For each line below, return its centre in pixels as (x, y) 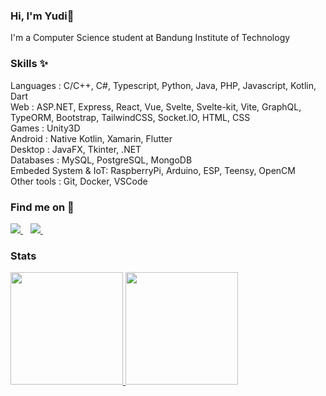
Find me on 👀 (42, 207)
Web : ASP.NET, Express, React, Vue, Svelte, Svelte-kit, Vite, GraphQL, (156, 106)
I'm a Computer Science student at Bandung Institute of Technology (150, 38)
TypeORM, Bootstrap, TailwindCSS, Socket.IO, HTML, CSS (130, 117)
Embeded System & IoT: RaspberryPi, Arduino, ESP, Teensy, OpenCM (153, 170)
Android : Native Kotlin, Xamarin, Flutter (91, 138)
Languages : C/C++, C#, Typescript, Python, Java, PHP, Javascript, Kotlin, (163, 85)
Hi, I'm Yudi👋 (42, 16)
